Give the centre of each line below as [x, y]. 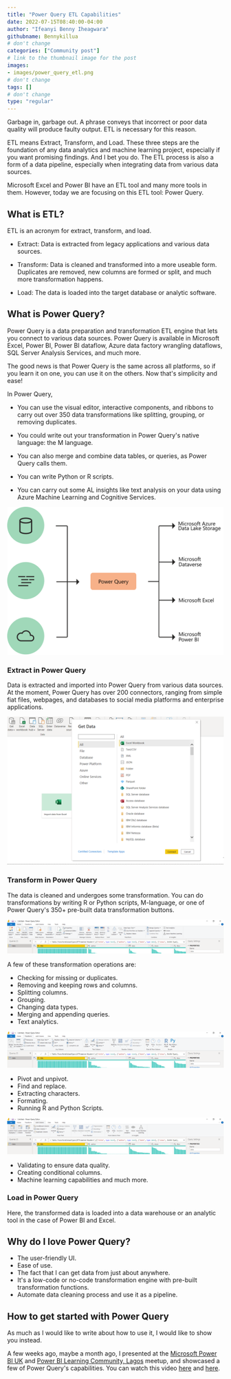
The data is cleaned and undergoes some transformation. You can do [106, 895]
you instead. [25, 1340]
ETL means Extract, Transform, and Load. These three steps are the [103, 143]
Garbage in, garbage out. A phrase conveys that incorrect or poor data [107, 122]
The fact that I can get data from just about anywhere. [93, 1273]
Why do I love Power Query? [69, 1241]
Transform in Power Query [52, 880]
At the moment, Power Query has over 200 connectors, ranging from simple [115, 692]
